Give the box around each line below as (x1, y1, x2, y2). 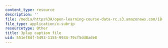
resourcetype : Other (5, 26, 48, 31)
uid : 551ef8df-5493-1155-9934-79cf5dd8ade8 (5, 35, 97, 40)
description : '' (5, 12, 39, 17)
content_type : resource (5, 7, 55, 12)
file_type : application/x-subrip (5, 21, 75, 26)
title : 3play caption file (5, 30, 61, 35)
